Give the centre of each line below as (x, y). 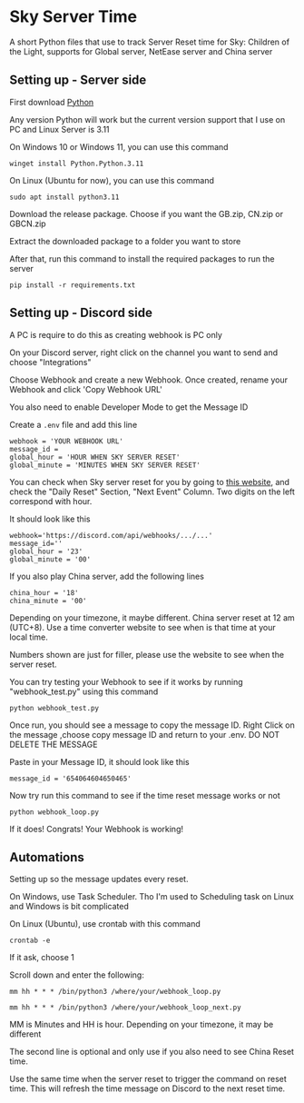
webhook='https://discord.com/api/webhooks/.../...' (111, 535)
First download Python (52, 102)
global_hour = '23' (46, 551)
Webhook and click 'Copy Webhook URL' (86, 389)
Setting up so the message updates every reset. (99, 879)
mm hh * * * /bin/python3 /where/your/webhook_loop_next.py (126, 1008)
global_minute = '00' (50, 559)
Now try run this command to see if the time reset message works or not (145, 795)
